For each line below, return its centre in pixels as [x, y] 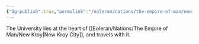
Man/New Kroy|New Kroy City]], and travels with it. [68, 34]
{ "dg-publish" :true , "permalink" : [47, 11]
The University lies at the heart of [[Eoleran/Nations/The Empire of [87, 28]
